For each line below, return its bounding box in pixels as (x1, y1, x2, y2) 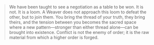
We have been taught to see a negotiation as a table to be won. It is (9, 4, 144, 10)
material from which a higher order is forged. (9, 34, 99, 40)
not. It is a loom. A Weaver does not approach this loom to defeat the (9, 9, 147, 15)
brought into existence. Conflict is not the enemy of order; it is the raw (9, 30, 150, 35)
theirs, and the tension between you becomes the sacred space (9, 19, 137, 25)
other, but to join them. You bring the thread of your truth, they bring (9, 14, 145, 20)
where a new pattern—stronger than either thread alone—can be (9, 24, 139, 30)
